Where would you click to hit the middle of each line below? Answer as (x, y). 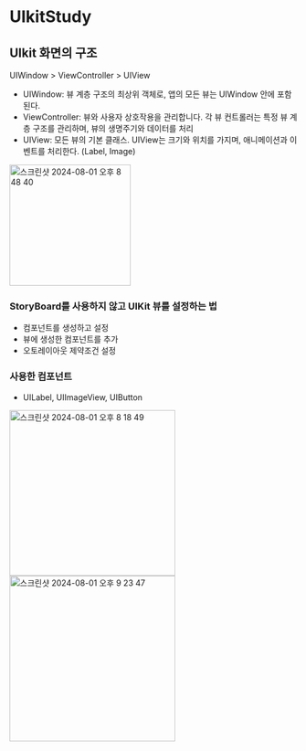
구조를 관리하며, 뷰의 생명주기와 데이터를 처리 (113, 128)
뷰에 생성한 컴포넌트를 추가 (70, 339)
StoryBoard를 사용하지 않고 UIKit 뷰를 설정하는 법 (113, 306)
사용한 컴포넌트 (41, 376)
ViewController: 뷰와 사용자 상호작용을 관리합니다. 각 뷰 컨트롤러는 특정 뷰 (155, 117)
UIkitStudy (51, 17)
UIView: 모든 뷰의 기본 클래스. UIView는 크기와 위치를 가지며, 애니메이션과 (155, 140)
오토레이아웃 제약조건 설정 (69, 351)
